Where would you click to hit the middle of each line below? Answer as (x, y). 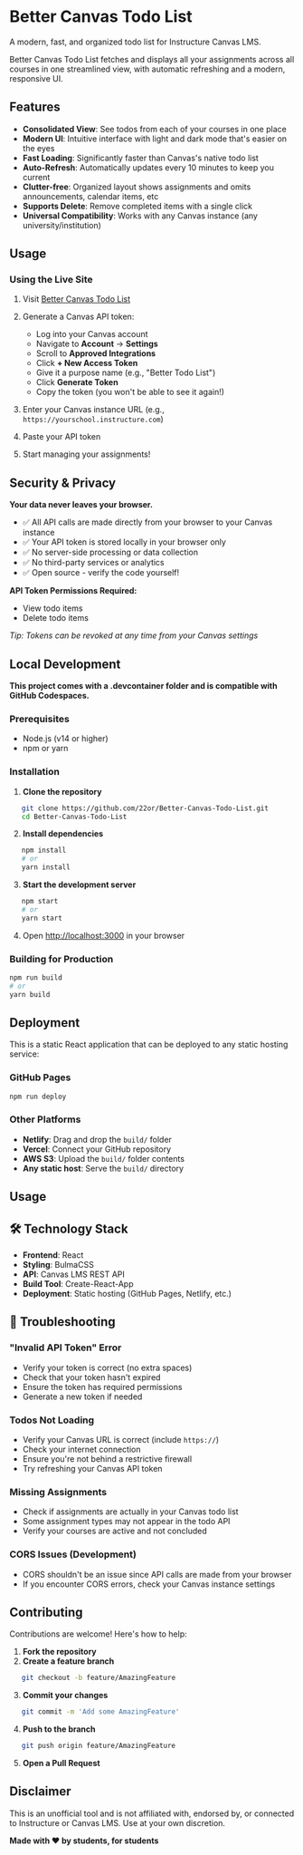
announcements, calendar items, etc (90, 196)
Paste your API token (62, 437)
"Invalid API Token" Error (66, 1348)
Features (35, 107)
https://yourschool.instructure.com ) (93, 420)
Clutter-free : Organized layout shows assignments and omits (137, 187)
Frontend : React (53, 1255)
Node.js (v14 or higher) (65, 739)
